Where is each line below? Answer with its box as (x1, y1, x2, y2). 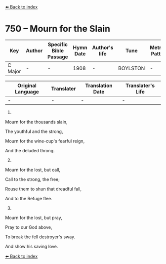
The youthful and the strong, (5, 128, 63, 134)
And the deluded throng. (5, 147, 55, 153)
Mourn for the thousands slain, (5, 119, 68, 125)
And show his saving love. (5, 243, 58, 249)
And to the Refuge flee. (5, 195, 53, 201)
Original (17, 82, 37, 89)
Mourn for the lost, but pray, (5, 215, 63, 220)
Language (14, 88, 40, 95)
